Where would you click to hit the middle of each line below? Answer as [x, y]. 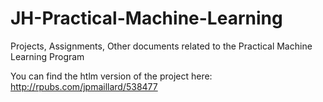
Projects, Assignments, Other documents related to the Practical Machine [161, 46]
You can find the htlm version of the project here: [111, 76]
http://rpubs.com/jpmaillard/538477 [84, 86]
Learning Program [47, 56]
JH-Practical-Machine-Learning [146, 18]
